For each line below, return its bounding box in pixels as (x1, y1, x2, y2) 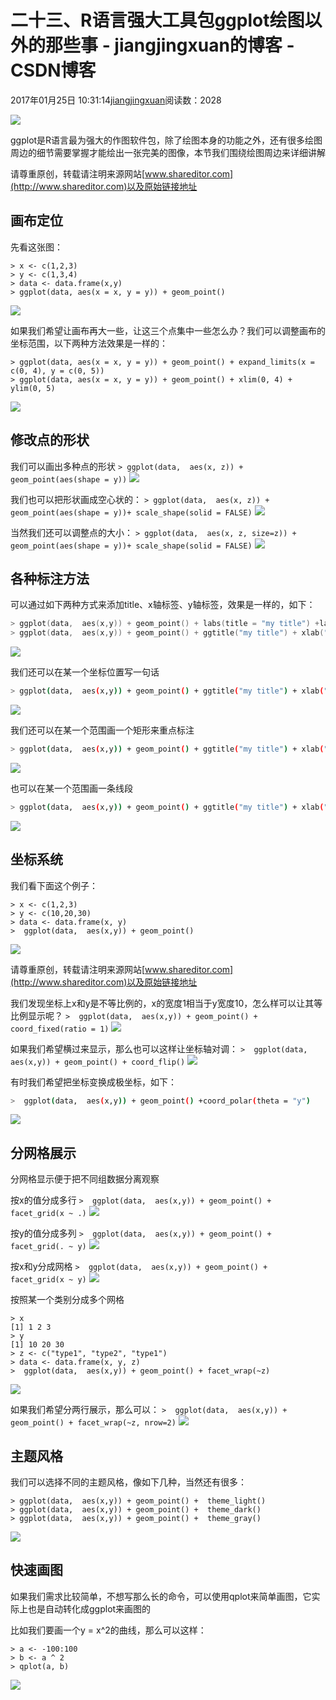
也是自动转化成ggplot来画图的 (27, 1602, 152, 1615)
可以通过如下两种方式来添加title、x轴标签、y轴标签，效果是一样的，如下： (10, 599, 316, 611)
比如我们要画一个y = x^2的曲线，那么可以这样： (10, 1624, 207, 1636)
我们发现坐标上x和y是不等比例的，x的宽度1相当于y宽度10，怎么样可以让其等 (10, 997, 323, 1009)
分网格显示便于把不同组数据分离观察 (10, 1173, 160, 1185)
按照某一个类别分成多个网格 (10, 1294, 125, 1306)
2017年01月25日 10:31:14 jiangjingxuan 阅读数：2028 (10, 94, 222, 106)
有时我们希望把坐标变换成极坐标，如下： (10, 1076, 177, 1088)
